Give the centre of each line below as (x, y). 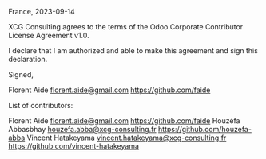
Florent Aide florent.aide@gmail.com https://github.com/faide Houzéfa (124, 121)
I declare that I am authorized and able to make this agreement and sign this (133, 50)
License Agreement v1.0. (49, 35)
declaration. (28, 59)
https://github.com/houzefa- (205, 129)
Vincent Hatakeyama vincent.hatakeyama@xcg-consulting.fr (127, 138)
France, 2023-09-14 (42, 12)
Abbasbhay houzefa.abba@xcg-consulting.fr (83, 129)
